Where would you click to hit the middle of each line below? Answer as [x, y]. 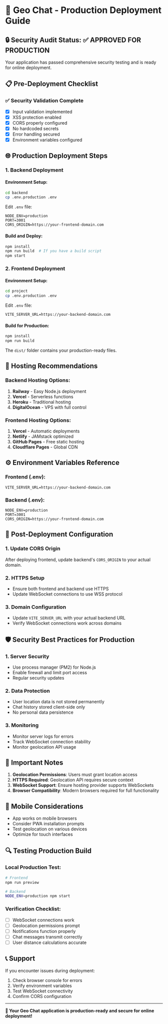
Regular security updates [38, 678]
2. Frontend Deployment [35, 269]
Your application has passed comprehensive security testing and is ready [81, 62]
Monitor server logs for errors [43, 736]
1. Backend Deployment [34, 170]
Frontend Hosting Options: [38, 420]
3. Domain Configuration [36, 607]
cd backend [16, 193]
